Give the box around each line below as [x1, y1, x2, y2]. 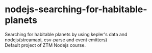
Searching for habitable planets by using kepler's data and [5, 31, 128, 37]
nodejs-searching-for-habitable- [5, 4, 147, 15]
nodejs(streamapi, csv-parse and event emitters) [5, 37, 108, 43]
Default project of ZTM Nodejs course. [5, 42, 86, 48]
